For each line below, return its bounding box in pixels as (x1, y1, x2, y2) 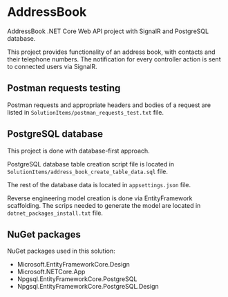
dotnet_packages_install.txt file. (7, 209, 104, 217)
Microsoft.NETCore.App (17, 267, 86, 276)
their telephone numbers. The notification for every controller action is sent (7, 55, 221, 63)
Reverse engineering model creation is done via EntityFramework (7, 194, 193, 202)
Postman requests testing (7, 82, 121, 94)
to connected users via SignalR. (7, 62, 97, 70)
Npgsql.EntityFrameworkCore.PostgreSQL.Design (17, 282, 159, 291)
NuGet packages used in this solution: (7, 247, 115, 256)
